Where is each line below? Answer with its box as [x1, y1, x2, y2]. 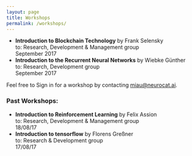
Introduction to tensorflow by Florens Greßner [15, 130, 133, 138]
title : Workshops [6, 15, 51, 21]
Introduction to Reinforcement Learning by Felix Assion [15, 111, 157, 118]
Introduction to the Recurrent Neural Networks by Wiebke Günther [15, 56, 186, 64]
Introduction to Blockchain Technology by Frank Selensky [15, 37, 163, 45]
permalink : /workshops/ [6, 20, 67, 26]
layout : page [6, 9, 40, 15]
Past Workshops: [6, 97, 59, 105]
